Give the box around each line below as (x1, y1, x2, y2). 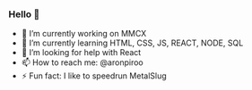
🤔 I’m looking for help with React (21, 47, 142, 58)
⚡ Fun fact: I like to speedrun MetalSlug (21, 70, 167, 81)
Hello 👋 (8, 8, 40, 20)
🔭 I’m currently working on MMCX (21, 29, 147, 39)
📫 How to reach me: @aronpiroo (21, 57, 144, 68)
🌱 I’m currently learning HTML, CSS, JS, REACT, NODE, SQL (21, 37, 244, 48)
